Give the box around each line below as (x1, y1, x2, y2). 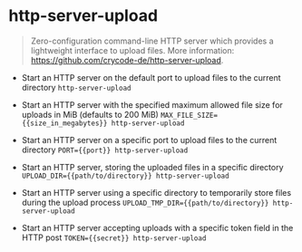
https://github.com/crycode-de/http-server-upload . (30, 54, 224, 65)
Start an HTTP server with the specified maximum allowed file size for (21, 99, 283, 110)
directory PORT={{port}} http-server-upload (21, 144, 189, 155)
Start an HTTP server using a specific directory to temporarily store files (21, 187, 292, 198)
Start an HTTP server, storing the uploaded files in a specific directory (21, 161, 284, 172)
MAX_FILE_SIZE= (161, 111, 219, 120)
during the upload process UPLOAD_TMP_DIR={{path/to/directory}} (21, 197, 269, 208)
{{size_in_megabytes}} (21, 119, 108, 128)
